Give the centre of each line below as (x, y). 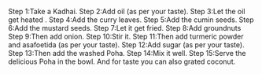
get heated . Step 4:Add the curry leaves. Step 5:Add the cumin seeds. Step (131, 20)
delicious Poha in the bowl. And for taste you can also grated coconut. (122, 61)
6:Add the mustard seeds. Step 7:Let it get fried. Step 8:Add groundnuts (125, 28)
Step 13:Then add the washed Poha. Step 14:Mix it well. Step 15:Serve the (127, 53)
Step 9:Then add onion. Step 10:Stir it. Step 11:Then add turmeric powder (126, 36)
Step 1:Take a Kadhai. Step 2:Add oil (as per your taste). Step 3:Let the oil (127, 11)
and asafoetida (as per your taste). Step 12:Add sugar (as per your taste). (127, 45)
